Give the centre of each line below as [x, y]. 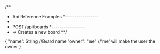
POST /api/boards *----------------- [49, 27]
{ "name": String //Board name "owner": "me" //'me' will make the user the [80, 41]
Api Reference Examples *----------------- [55, 16]
